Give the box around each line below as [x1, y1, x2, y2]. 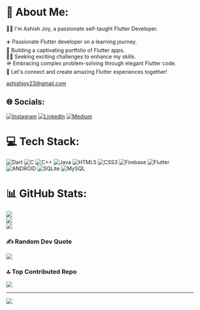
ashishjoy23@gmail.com [6, 80, 67, 87]
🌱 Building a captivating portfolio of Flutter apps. [6, 46, 125, 54]
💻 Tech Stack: [6, 134, 80, 148]
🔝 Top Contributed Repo [6, 267, 77, 275]
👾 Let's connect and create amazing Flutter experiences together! [6, 68, 168, 75]
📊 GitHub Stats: [6, 187, 87, 200]
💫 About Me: [6, 5, 69, 19]
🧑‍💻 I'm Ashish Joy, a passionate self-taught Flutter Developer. [6, 25, 158, 32]
